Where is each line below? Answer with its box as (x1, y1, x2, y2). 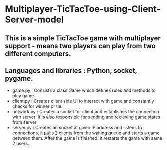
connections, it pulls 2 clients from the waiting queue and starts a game (12, 130, 160, 136)
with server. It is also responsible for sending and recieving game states (12, 114, 161, 120)
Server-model (5, 14, 64, 25)
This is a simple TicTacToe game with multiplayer (5, 34, 161, 42)
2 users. (12, 141, 29, 147)
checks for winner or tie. (12, 103, 63, 109)
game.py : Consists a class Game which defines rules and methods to (12, 87, 156, 93)
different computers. (5, 49, 71, 58)
